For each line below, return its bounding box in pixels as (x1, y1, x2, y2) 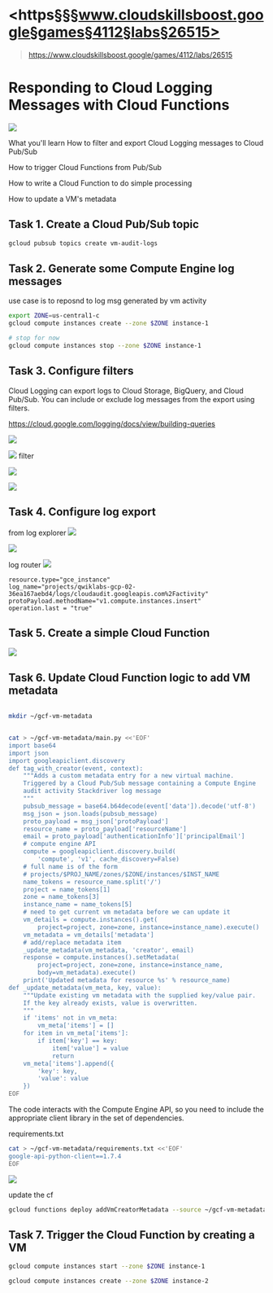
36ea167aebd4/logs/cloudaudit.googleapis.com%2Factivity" (8, 590, 209, 598)
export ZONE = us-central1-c (8, 312, 100, 320)
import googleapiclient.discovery (8, 756, 126, 765)
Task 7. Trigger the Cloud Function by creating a (8, 1228, 256, 1242)
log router (8, 559, 41, 569)
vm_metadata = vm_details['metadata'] (23, 931, 154, 939)
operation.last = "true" (8, 604, 93, 612)
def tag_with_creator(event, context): (8, 764, 144, 773)
